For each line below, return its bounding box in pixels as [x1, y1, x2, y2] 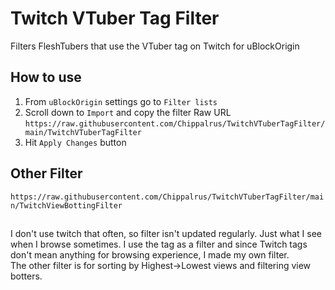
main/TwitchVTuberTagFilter [24, 127, 142, 137]
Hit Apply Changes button [24, 136, 127, 148]
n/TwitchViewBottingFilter [10, 200, 123, 211]
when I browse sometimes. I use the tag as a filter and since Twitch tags [10, 238, 308, 250]
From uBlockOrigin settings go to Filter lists [24, 95, 218, 107]
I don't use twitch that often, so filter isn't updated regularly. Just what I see [10, 227, 322, 239]
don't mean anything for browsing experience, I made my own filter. [10, 248, 290, 261]
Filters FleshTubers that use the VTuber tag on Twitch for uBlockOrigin [10, 40, 300, 52]
